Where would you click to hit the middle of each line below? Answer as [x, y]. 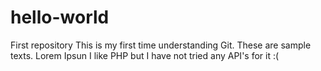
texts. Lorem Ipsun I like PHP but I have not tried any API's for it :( [145, 55]
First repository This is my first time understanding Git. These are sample [161, 45]
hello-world [60, 17]
